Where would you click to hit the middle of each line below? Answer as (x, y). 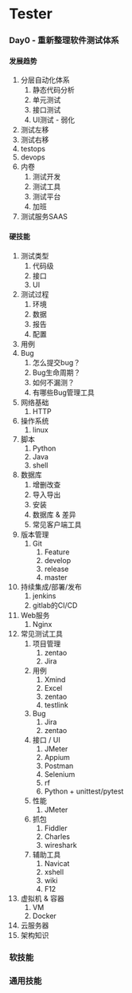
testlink (56, 705)
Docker (44, 916)
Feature (57, 552)
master (56, 577)
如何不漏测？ (53, 382)
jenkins (44, 596)
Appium (57, 757)
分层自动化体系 (45, 80)
